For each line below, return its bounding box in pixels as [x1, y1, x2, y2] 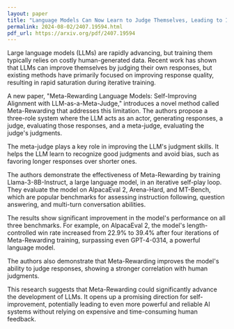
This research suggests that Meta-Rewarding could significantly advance [7, 285, 217, 293]
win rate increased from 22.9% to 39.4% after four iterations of [38, 229, 219, 237]
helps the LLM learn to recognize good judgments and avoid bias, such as [7, 150, 219, 158]
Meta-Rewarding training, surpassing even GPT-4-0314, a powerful [7, 236, 201, 245]
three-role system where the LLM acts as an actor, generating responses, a [7, 114, 224, 123]
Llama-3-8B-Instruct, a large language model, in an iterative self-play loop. [7, 178, 222, 187]
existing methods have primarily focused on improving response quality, [7, 71, 214, 79]
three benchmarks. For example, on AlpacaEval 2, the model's [7, 221, 186, 230]
